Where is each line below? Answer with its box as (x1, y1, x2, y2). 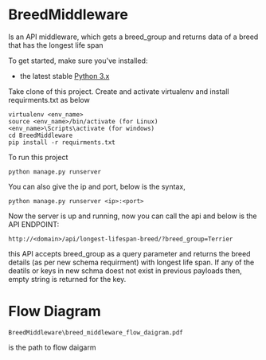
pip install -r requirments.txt (8, 138, 115, 147)
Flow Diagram (8, 303, 101, 320)
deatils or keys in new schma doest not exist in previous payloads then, (8, 265, 243, 276)
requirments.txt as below (8, 95, 90, 104)
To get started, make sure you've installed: (8, 56, 148, 65)
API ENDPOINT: (8, 219, 60, 229)
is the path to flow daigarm (8, 342, 96, 352)
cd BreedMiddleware (8, 131, 73, 139)
